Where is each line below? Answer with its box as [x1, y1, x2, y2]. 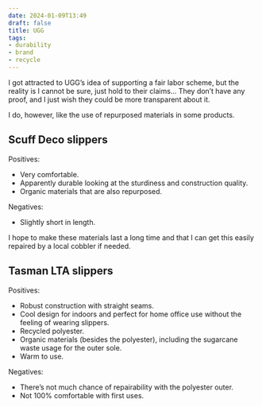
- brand [8, 48, 34, 56]
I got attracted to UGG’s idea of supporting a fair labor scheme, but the [8, 77, 240, 87]
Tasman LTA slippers [8, 264, 114, 278]
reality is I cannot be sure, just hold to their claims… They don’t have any [8, 86, 245, 95]
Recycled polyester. [19, 326, 85, 335]
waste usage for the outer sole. [19, 343, 122, 352]
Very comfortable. [19, 169, 79, 179]
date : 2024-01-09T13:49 [8, 11, 87, 20]
